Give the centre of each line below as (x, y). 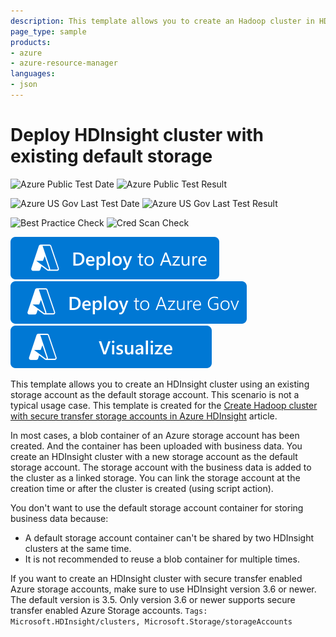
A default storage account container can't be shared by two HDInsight (169, 537)
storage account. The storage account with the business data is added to (161, 467)
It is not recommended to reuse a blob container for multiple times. (162, 559)
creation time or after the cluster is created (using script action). (142, 488)
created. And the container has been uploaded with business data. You (156, 446)
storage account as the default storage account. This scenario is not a (155, 394)
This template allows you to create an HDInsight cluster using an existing (160, 384)
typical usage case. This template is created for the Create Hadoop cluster (164, 405)
